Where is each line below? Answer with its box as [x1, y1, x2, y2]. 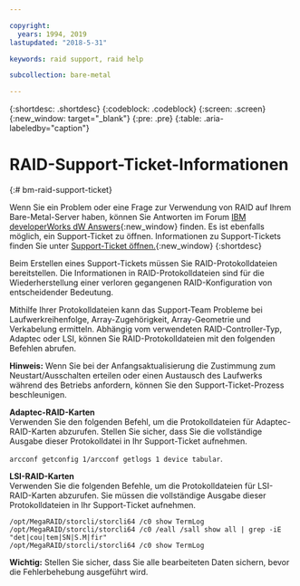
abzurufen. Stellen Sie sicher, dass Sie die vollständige [58, 427, 263, 437]
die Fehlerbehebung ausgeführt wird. [9, 567, 149, 578]
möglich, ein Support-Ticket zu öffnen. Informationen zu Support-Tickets [9, 231, 281, 242]
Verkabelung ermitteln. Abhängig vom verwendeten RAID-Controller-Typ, [9, 323, 283, 335]
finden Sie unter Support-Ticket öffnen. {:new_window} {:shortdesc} [9, 241, 263, 252]
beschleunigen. [9, 389, 67, 400]
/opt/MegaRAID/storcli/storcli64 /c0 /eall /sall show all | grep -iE [9, 525, 282, 534]
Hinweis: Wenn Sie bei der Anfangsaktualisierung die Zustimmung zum [9, 360, 276, 371]
